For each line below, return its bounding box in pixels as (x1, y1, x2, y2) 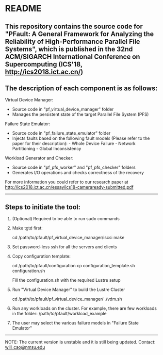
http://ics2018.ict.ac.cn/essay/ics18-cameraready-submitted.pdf (5, 184, 134, 190)
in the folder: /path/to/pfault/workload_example (12, 311, 107, 317)
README (5, 3, 42, 14)
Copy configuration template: (12, 253, 71, 259)
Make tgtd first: (12, 225, 43, 231)
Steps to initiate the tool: (5, 203, 81, 211)
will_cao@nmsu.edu (5, 344, 45, 350)
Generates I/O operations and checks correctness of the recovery (12, 170, 144, 176)
